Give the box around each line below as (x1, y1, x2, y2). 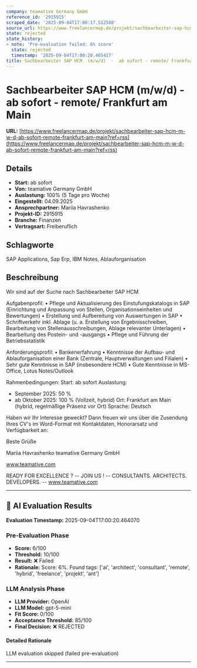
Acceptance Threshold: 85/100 (14, 617, 92, 624)
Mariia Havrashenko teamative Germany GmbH (6, 449, 120, 456)
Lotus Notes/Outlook (23, 367, 74, 374)
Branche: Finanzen (14, 217, 62, 224)
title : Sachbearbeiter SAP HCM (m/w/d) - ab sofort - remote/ (6, 58, 169, 64)
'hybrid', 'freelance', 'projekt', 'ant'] (14, 570, 100, 577)
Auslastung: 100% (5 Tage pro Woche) (14, 192, 110, 199)
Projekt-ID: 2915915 (14, 210, 63, 218)
